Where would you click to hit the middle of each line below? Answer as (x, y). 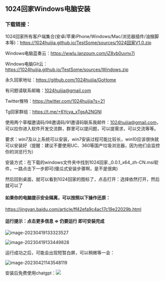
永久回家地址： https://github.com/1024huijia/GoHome (61, 79)
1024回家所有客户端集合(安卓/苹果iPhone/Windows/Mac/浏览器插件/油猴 (80, 36)
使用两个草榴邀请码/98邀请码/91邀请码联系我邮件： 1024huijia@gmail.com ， (83, 122)
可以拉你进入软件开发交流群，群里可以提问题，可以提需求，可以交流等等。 (82, 128)
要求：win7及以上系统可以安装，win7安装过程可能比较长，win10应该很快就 (82, 139)
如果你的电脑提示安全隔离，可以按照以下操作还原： (58, 198)
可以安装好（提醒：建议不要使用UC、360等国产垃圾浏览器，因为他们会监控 (82, 145)
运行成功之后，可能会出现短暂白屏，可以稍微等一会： (60, 253)
